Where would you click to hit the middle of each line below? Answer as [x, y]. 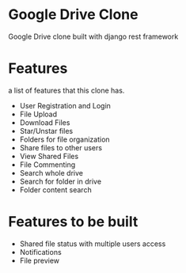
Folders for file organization [65, 139]
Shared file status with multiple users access [93, 244]
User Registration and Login [65, 105]
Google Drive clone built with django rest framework [93, 36]
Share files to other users [61, 147]
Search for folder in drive [60, 181]
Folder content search [56, 190]
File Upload [38, 114]
